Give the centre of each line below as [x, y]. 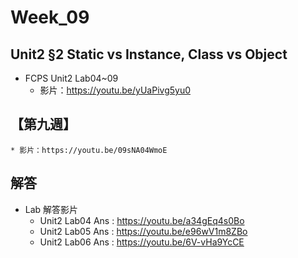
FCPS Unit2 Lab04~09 [71, 78]
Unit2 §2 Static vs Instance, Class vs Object [149, 54]
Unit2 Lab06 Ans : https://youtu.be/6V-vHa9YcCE [142, 242]
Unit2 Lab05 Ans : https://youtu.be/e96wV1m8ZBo [143, 231]
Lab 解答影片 [51, 209]
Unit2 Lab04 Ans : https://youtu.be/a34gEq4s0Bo [142, 220]
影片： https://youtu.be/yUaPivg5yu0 [115, 90]
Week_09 [50, 17]
